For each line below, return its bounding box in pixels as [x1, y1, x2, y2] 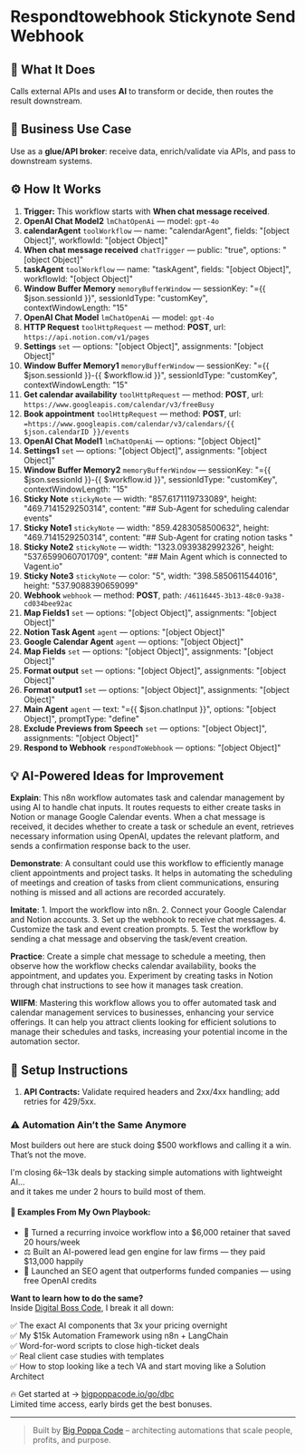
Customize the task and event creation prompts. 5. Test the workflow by [10, 923, 279, 935]
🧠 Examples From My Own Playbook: [10, 1206, 151, 1217]
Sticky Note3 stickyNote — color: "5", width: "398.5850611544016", [23, 570, 279, 581]
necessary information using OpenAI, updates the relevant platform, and [10, 831, 280, 842]
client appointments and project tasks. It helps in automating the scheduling [10, 868, 293, 879]
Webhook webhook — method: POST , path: [23, 590, 182, 600]
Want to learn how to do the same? [10, 1293, 144, 1303]
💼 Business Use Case [10, 122, 132, 137]
